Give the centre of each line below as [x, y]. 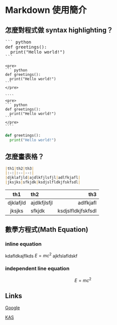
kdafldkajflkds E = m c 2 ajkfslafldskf [41, 255]
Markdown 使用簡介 [46, 10]
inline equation [23, 244]
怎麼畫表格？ [25, 157]
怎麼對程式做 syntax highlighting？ [59, 30]
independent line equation [38, 268]
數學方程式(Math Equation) [47, 229]
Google [13, 308]
